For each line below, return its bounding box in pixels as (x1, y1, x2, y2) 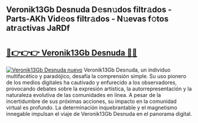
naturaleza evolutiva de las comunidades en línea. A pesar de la (6, 92, 161, 98)
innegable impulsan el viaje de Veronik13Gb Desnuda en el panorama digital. (6, 111, 192, 117)
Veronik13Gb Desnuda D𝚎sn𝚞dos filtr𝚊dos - (6, 5, 172, 15)
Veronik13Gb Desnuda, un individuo (83, 66, 171, 73)
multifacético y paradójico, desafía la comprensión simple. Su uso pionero (6, 73, 187, 79)
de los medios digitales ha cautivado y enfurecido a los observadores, (6, 79, 177, 86)
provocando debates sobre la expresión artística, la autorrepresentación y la (6, 85, 192, 92)
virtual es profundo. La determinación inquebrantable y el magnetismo (6, 104, 177, 111)
